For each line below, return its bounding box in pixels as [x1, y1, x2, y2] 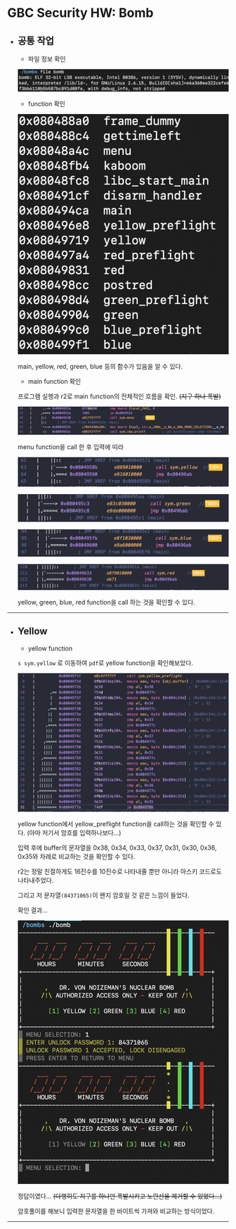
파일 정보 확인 [27, 55, 66, 63]
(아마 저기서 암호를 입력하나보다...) [27, 828, 122, 837]
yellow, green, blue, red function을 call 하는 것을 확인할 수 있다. [17, 598, 195, 606]
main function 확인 [27, 377, 81, 386]
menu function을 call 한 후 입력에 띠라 [17, 443, 124, 451]
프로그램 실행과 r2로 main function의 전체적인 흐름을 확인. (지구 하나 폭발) [17, 392, 221, 401]
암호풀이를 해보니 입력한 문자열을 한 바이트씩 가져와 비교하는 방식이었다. [17, 1206, 215, 1215]
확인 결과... [17, 906, 48, 914]
